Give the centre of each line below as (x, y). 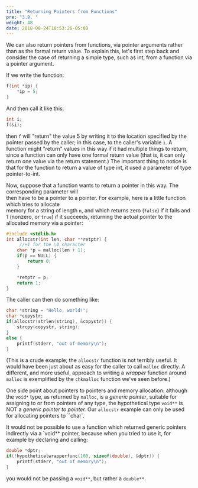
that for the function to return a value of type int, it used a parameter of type (99, 167)
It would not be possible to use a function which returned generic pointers (96, 427)
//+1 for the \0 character (52, 245)
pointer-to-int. (23, 174)
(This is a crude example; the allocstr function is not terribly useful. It (92, 360)
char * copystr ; (25, 316)
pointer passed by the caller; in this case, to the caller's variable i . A (89, 142)
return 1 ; (29, 283)
